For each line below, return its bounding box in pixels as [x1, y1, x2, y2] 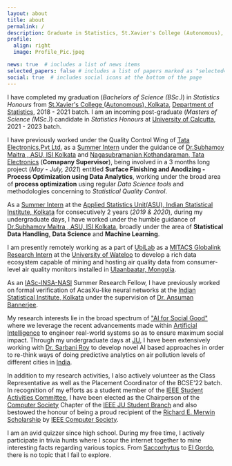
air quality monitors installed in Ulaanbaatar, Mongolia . [21, 265, 177, 273]
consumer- [186, 258, 218, 266]
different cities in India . [7, 358, 72, 366]
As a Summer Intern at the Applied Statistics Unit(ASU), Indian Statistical [7, 200, 213, 208]
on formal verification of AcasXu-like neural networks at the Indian [7, 286, 196, 294]
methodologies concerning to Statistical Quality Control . [7, 187, 168, 195]
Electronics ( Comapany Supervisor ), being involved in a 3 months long [7, 157, 211, 166]
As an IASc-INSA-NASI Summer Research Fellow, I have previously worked [7, 278, 220, 287]
